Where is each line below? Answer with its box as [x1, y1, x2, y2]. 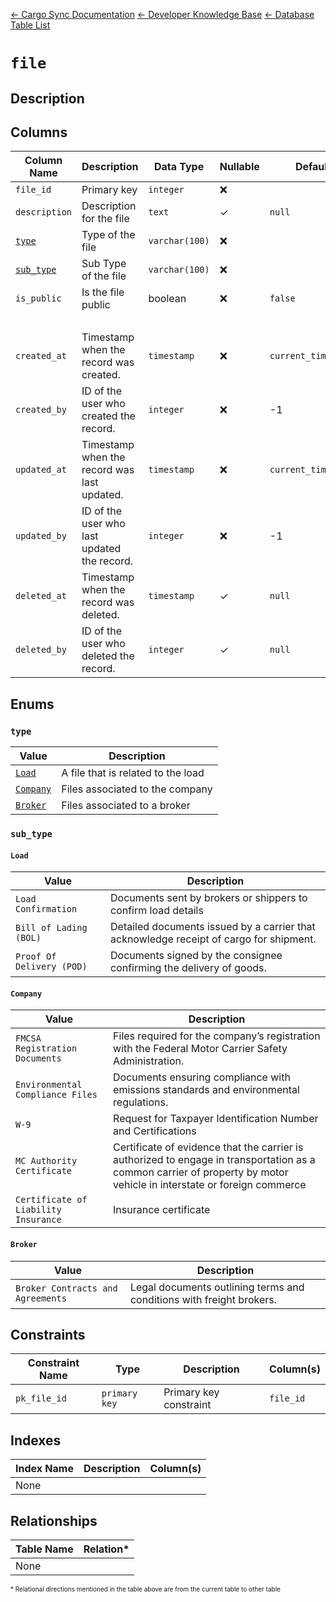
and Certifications [113, 1124, 197, 1138]
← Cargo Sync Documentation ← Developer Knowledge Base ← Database [10, 9, 315, 20]
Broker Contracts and [15, 1282, 118, 1294]
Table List [10, 19, 51, 31]
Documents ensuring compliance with [113, 1070, 291, 1084]
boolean [148, 292, 187, 306]
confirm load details [110, 904, 204, 918]
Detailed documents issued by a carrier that [110, 920, 316, 934]
